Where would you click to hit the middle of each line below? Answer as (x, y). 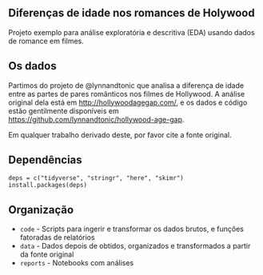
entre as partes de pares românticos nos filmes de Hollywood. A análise (127, 94)
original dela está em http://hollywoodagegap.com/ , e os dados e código (128, 102)
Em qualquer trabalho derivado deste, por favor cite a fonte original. (120, 134)
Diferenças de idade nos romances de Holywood (131, 13)
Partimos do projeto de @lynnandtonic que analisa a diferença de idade (126, 85)
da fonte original (47, 254)
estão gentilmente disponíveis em (64, 110)
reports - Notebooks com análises (77, 263)
